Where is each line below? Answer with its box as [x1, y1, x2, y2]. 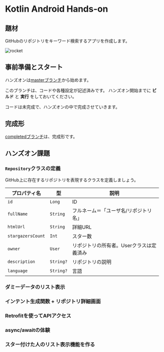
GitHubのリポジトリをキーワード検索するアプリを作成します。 [5, 38, 130, 44]
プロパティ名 [11, 190, 41, 197]
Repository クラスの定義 [5, 165, 61, 172]
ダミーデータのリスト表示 [5, 284, 65, 290]
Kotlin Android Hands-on [5, 3, 108, 15]
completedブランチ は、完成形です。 [5, 133, 78, 139]
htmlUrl [7, 224, 25, 230]
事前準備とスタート [5, 63, 63, 71]
